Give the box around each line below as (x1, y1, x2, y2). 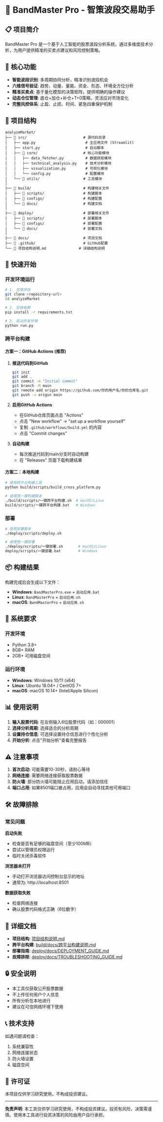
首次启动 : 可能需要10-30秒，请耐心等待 (12, 767, 91, 772)
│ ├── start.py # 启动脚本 (5, 145, 104, 150)
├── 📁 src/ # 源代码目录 (5, 135, 106, 140)
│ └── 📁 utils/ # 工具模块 (5, 176, 102, 181)
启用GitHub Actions (12, 402, 52, 407)
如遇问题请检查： (5, 1033, 39, 1039)
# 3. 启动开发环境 (5, 318, 38, 323)
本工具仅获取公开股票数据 (12, 985, 64, 991)
